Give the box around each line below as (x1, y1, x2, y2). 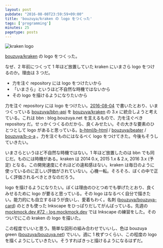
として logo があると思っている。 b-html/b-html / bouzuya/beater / (13, 127, 146, 133)
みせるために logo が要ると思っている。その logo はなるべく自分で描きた (5, 191, 151, 196)
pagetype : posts (5, 30, 38, 35)
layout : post (5, 7, 32, 12)
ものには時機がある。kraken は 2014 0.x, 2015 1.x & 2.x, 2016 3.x (18, 156, 147, 162)
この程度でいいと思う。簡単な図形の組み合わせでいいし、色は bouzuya (5, 226, 147, 231)
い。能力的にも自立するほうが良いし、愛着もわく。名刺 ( (5, 197, 119, 203)
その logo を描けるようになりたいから (12, 92, 88, 98)
